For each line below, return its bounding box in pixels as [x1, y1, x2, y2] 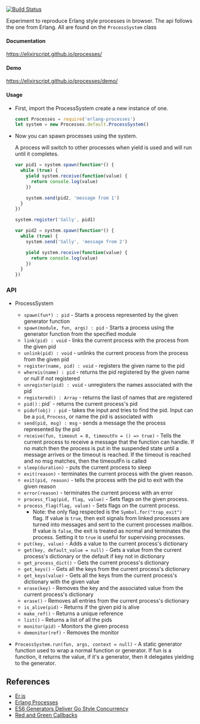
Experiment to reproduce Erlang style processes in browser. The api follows [6, 17, 193, 24]
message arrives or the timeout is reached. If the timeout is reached [23, 451, 191, 458]
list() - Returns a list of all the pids [23, 616, 112, 623]
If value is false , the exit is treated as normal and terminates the [32, 527, 190, 534]
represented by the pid [23, 425, 81, 433]
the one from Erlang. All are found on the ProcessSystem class [6, 24, 157, 30]
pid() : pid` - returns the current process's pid [23, 400, 138, 407]
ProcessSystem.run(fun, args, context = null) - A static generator [14, 640, 182, 647]
